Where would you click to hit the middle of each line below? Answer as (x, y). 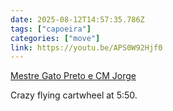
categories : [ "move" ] (55, 38)
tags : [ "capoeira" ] (51, 29)
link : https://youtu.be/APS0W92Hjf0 (86, 47)
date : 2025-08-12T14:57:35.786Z (77, 19)
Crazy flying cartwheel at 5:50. (74, 95)
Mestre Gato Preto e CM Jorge (73, 76)
